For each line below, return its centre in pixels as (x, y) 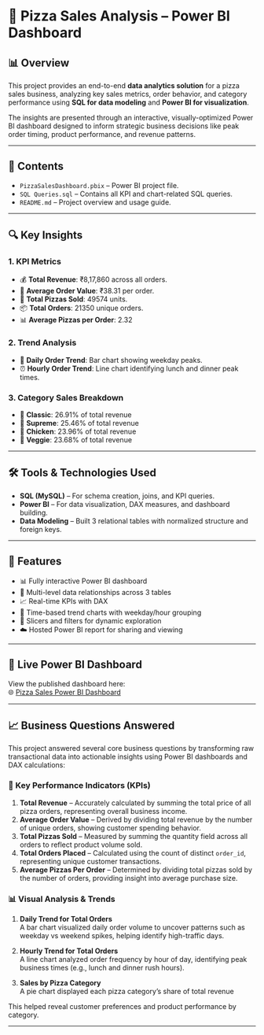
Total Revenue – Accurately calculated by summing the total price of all (135, 803)
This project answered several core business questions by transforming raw (131, 749)
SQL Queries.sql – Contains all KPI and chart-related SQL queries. (126, 194)
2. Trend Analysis (42, 343)
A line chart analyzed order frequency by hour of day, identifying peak (133, 959)
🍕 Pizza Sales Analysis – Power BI (119, 16)
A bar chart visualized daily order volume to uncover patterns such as (132, 927)
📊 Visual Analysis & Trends (62, 899)
